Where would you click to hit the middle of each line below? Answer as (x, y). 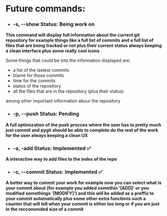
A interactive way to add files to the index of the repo (61, 159)
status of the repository (37, 86)
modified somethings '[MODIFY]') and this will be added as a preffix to (80, 193)
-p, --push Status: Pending (46, 114)
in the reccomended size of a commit (45, 209)
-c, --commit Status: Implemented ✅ (58, 172)
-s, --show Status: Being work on (54, 24)
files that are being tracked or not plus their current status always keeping (84, 46)
